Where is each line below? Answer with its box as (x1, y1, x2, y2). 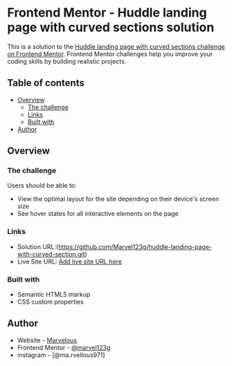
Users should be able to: (7, 181, 78, 190)
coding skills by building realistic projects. (7, 57, 127, 65)
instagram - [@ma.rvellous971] (17, 351, 105, 359)
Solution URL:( (17, 242, 59, 250)
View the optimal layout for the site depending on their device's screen (17, 195, 220, 203)
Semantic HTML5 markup (17, 291, 91, 299)
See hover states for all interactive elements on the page (17, 210, 179, 218)
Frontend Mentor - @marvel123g (17, 343, 111, 351)
